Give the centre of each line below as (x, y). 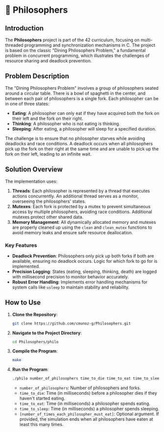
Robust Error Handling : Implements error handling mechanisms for (80, 282)
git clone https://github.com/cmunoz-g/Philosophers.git (71, 324)
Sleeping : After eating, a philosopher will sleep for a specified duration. (84, 129)
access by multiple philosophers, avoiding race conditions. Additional (82, 212)
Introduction (24, 28)
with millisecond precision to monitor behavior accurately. (70, 276)
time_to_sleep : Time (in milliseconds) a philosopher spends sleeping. (89, 409)
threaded (14, 45)
